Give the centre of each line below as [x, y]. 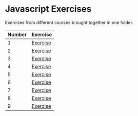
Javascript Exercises [48, 9]
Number [17, 34]
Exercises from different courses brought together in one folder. [69, 22]
